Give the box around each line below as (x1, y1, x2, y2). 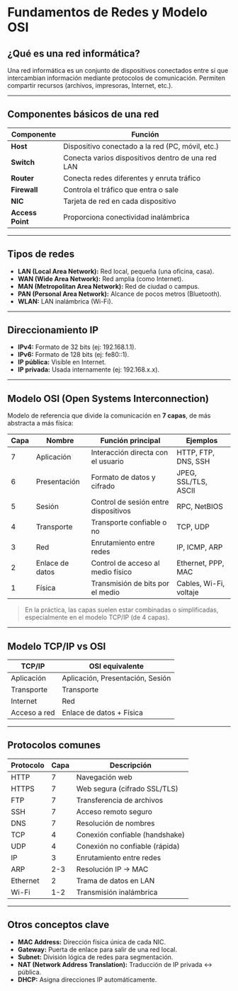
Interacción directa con (91, 447, 169, 457)
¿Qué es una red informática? (7, 47, 140, 59)
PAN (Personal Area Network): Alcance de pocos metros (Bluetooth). (17, 290, 222, 298)
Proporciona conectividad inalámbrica (63, 212, 190, 222)
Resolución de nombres (76, 818, 155, 828)
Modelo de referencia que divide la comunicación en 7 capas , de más (7, 411, 211, 420)
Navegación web (76, 772, 132, 782)
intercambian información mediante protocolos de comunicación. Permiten (7, 74, 225, 82)
